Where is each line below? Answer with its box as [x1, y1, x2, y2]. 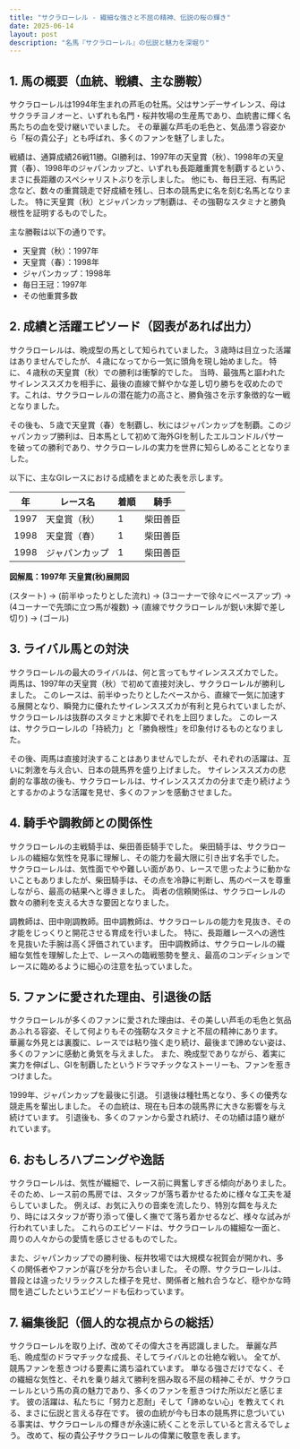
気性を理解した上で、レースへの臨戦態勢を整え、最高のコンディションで [24, 949, 291, 960]
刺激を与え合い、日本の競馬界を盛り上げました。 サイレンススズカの [24, 764, 279, 775]
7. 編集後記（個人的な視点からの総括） [9, 1315, 221, 1330]
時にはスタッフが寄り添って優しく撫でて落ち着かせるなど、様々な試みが [24, 1211, 291, 1222]
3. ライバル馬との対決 [9, 641, 129, 656]
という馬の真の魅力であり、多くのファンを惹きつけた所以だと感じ [32, 1385, 276, 1395]
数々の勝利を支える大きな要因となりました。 [9, 896, 175, 907]
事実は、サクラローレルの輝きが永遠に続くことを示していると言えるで [16, 1419, 276, 1429]
